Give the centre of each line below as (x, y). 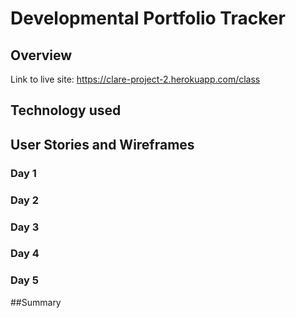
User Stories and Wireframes (102, 144)
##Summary (36, 302)
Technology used (66, 110)
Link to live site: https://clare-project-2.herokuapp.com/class (135, 79)
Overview (41, 55)
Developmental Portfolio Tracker (148, 18)
